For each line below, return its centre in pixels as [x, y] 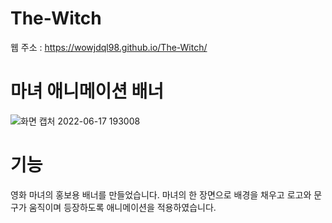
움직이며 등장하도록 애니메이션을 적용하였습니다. [122, 207]
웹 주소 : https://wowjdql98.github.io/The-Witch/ [109, 47]
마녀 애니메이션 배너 [87, 91]
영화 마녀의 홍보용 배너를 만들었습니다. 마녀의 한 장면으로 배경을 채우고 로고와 [161, 194]
